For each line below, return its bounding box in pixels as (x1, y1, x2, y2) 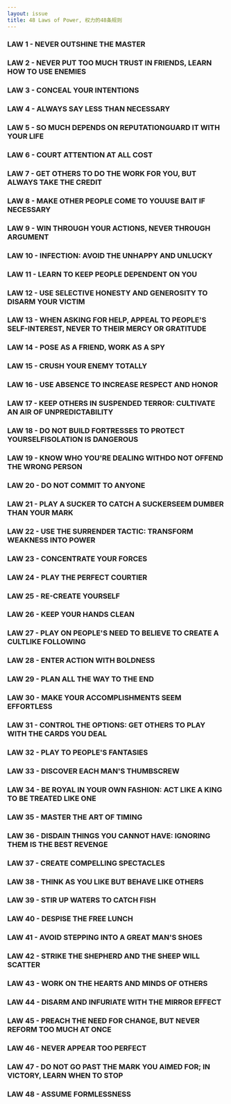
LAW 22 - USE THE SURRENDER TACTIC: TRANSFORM (7, 526, 194, 536)
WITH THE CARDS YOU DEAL (7, 729, 108, 739)
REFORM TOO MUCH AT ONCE (7, 1024, 112, 1034)
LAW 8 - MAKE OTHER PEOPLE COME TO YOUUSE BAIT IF (7, 196, 206, 206)
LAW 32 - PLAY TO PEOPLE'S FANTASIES (7, 748, 148, 757)
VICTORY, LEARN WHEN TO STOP (7, 1071, 123, 1080)
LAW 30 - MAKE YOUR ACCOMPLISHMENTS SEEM (7, 693, 182, 702)
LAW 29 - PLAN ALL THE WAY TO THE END (7, 675, 155, 684)
